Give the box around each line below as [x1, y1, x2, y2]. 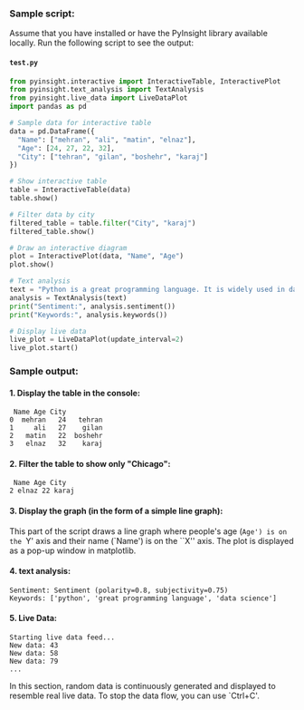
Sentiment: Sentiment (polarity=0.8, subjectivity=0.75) [9, 586, 229, 595]
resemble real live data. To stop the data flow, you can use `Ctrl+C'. [9, 690, 260, 701]
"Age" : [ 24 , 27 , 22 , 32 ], [17, 143, 116, 152]
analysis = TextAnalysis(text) [9, 293, 128, 302]
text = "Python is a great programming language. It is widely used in [9, 285, 285, 294]
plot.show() [9, 260, 54, 269]
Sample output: [9, 365, 79, 378]
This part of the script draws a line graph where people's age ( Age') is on [9, 525, 288, 537]
